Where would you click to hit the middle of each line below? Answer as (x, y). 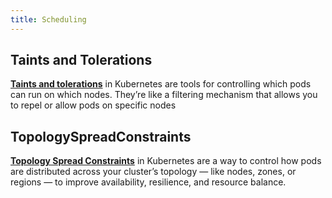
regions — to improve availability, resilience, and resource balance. (148, 182)
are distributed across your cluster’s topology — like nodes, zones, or (153, 172)
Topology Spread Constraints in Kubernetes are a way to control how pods (166, 161)
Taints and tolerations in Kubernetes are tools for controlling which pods (161, 84)
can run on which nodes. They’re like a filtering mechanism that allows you (164, 95)
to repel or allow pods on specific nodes (93, 105)
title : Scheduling (48, 19)
